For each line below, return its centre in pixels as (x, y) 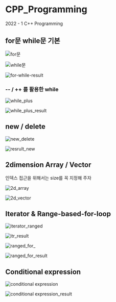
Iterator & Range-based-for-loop (58, 214)
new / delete (26, 127)
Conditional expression (43, 272)
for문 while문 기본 (33, 41)
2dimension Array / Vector (48, 165)
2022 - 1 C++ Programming (34, 23)
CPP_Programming (47, 9)
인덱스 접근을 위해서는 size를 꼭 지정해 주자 (49, 178)
